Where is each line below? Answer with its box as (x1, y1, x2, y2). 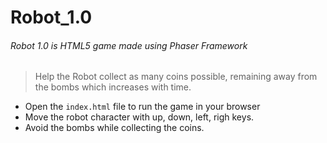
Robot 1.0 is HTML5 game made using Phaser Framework (10, 39, 248, 51)
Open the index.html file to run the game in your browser (24, 101, 261, 113)
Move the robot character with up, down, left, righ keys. (24, 111, 255, 123)
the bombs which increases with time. (34, 81, 192, 93)
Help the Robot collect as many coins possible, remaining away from (34, 71, 318, 83)
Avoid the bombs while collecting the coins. (24, 122, 205, 134)
